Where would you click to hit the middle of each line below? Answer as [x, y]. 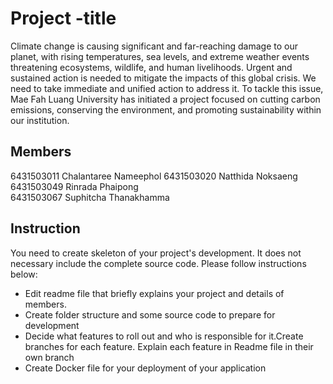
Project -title [63, 18]
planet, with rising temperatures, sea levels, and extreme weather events [160, 56]
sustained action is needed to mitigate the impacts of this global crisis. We [163, 78]
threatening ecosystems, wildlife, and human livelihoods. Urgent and [151, 67]
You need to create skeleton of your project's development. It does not [156, 253]
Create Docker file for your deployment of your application [145, 368]
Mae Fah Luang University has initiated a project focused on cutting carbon [165, 99]
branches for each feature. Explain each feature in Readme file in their [169, 346]
